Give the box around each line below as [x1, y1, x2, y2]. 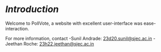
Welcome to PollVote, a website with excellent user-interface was [5, 20, 143, 26]
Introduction [5, 4, 59, 15]
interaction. [5, 25, 30, 31]
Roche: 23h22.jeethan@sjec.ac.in [23, 40, 94, 46]
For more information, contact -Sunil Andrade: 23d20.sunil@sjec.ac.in [5, 35, 152, 41]
